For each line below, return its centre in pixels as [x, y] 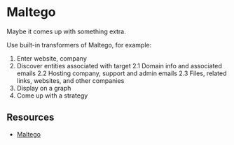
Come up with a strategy [52, 96]
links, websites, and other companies [70, 80]
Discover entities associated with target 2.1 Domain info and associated [119, 66]
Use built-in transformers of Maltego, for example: [79, 45]
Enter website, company [51, 58]
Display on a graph [44, 88]
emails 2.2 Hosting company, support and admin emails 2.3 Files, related [122, 73]
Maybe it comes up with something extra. [67, 31]
